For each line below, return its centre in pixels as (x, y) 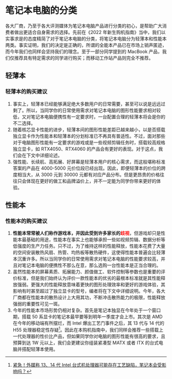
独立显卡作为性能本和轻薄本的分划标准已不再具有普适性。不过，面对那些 (89, 136)
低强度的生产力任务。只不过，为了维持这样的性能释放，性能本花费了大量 (89, 246)
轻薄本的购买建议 (26, 92)
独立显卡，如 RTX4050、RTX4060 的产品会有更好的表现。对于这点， (85, 149)
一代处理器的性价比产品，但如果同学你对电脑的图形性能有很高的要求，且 (89, 336)
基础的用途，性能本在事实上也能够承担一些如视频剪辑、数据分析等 (96, 240)
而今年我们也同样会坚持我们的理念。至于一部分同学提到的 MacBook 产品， (84, 51)
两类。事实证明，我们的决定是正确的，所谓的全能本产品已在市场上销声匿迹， (86, 45)
